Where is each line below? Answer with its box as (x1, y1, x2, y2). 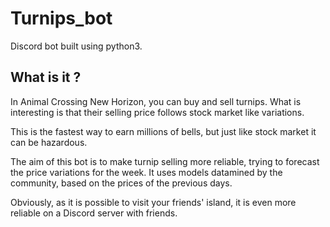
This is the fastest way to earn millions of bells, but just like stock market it (10, 125, 317, 137)
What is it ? (10, 69, 82, 86)
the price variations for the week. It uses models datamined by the (10, 166, 283, 178)
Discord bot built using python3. (10, 40, 143, 52)
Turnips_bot (10, 7, 113, 30)
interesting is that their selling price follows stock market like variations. (10, 106, 305, 118)
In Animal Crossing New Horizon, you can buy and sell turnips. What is (10, 95, 302, 107)
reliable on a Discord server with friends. (10, 207, 178, 219)
